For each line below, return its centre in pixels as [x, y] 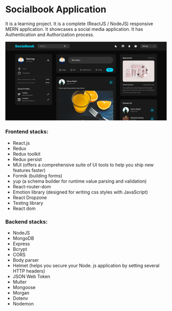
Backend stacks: [26, 222]
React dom [24, 208]
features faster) [29, 170]
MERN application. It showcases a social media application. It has [74, 29]
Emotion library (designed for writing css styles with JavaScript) [80, 192]
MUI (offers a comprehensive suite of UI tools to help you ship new [83, 165]
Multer [20, 282]
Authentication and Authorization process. [50, 34]
